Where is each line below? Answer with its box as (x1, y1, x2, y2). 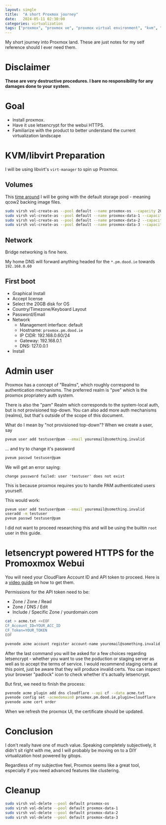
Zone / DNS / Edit (12, 604, 48, 610)
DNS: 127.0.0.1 (19, 343, 48, 349)
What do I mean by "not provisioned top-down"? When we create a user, (5, 422, 153, 428)
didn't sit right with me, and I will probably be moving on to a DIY (5, 747, 137, 753)
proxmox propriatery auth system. (5, 392, 74, 398)
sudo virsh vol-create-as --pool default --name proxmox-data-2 (5, 218, 140, 223)
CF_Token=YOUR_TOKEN (5, 628, 48, 633)
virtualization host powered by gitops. (5, 753, 82, 759)
